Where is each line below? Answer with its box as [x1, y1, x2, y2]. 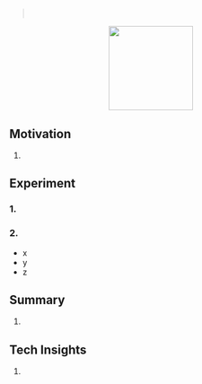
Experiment [9, 176, 76, 191]
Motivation [9, 126, 72, 142]
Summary [9, 292, 66, 308]
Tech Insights [9, 342, 87, 357]
